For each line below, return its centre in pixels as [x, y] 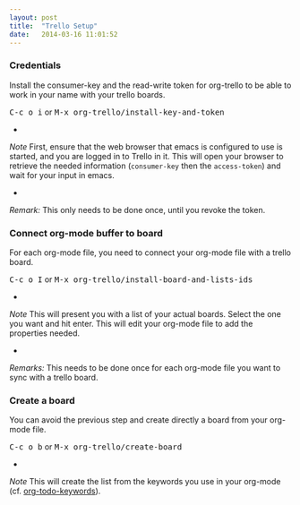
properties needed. [45, 333]
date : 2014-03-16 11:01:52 [64, 34]
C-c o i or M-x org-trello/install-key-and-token [117, 112]
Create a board [43, 400]
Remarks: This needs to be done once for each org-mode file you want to [145, 367]
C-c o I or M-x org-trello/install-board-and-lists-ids [131, 279]
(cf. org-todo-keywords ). [55, 491]
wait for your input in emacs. [62, 175]
